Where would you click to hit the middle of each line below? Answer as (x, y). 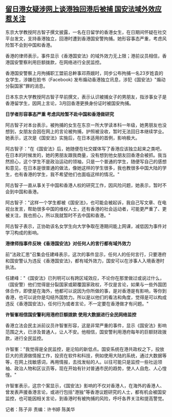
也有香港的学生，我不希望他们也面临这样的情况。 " (67, 174)
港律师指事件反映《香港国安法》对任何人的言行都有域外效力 (68, 243)
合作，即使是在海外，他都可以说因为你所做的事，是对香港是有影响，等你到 (88, 290)
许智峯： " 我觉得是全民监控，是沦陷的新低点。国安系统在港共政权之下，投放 (85, 349)
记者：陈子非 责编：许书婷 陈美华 (40, 409)
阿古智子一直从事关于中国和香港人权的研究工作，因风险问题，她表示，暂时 (84, 185)
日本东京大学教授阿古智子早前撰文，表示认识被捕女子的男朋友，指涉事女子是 (86, 97)
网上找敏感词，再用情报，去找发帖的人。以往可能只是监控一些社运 (88, 362)
